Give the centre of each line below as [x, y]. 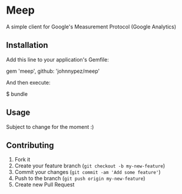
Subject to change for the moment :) [50, 127]
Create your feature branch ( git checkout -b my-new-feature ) [90, 166]
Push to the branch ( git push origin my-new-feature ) [80, 179]
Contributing [30, 145]
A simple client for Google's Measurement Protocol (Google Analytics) [91, 27]
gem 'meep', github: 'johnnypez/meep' [53, 71]
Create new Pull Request [44, 185]
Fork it [22, 160]
